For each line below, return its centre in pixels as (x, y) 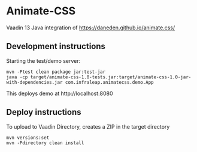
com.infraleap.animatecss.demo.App (109, 82)
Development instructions (56, 46)
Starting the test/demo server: (43, 60)
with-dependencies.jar (34, 82)
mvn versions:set (28, 138)
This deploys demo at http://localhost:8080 (60, 93)
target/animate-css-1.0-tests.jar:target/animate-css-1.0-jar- (111, 77)
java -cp (17, 77)
